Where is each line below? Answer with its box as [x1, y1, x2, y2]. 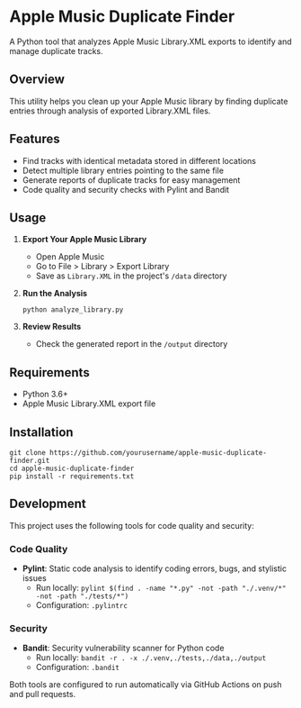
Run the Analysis [22, 288, 88, 299]
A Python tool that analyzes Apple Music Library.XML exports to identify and [9, 36, 292, 47]
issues [22, 573, 47, 584]
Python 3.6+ [22, 389, 69, 400]
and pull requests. [9, 689, 76, 700]
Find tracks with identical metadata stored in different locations [22, 155, 256, 166]
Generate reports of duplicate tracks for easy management [22, 174, 241, 186]
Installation [9, 424, 74, 440]
